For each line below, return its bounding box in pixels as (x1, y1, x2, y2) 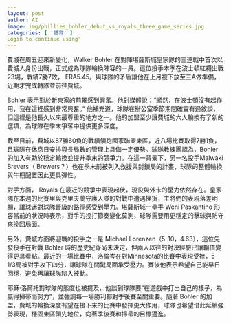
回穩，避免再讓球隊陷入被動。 (7, 270, 91, 278)
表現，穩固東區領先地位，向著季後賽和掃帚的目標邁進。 (12, 310, 170, 318)
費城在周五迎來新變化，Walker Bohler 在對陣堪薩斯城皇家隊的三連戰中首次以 (7, 56, 223, 64)
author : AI (7, 17, 38, 23)
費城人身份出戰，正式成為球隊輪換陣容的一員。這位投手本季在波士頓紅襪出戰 (7, 64, 224, 72)
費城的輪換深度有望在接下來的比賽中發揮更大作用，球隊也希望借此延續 (19, 301, 218, 310)
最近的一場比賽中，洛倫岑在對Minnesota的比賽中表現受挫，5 (43, 252, 215, 261)
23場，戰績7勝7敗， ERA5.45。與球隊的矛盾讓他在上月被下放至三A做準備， (7, 73, 221, 81)
